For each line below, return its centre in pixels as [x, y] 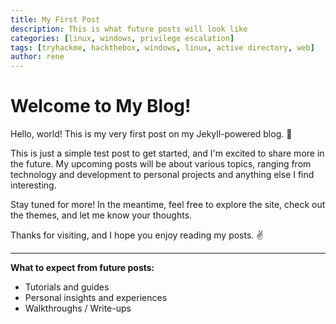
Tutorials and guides [67, 287]
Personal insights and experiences [96, 298]
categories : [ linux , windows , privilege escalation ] [122, 38]
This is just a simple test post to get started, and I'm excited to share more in [167, 153]
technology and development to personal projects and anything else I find [162, 175]
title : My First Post [55, 19]
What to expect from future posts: [82, 268]
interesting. [33, 185]
